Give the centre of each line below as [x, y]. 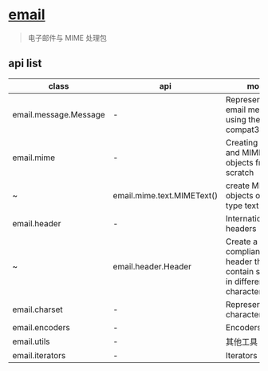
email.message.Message [59, 114]
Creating [242, 142]
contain [240, 271]
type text [242, 205]
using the [243, 119]
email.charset [37, 309]
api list [25, 64]
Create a [242, 241]
